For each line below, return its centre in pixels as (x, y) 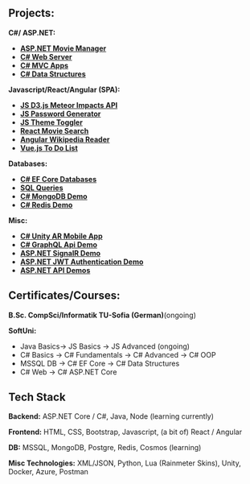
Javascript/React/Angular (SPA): (64, 89)
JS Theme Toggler (51, 122)
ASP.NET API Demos (55, 270)
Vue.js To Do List (49, 147)
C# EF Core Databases (58, 179)
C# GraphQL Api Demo (59, 244)
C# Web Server (46, 56)
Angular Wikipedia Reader (65, 139)
